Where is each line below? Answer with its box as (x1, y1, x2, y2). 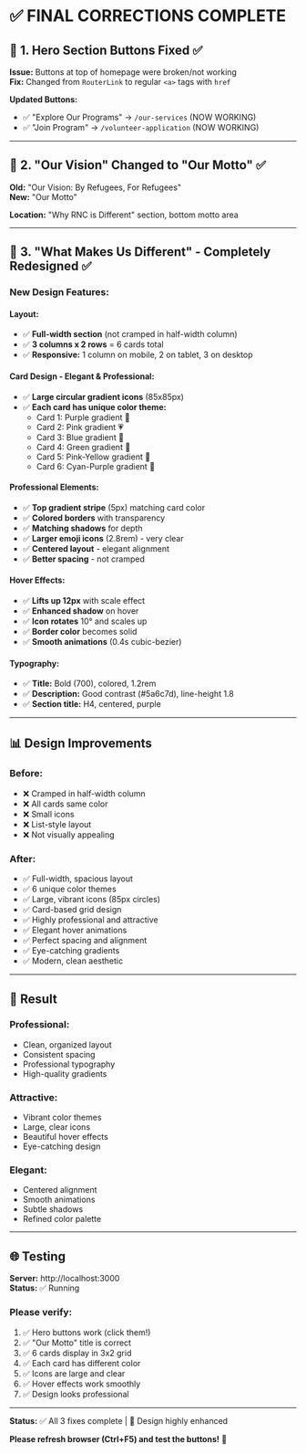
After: (9, 852, 36, 865)
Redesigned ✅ (9, 258, 93, 274)
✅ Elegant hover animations (22, 924, 127, 936)
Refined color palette (22, 1214, 102, 1225)
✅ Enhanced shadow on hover (22, 605, 139, 616)
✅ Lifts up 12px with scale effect (22, 595, 146, 606)
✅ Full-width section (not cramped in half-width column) (22, 329, 239, 340)
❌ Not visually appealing (22, 828, 116, 840)
